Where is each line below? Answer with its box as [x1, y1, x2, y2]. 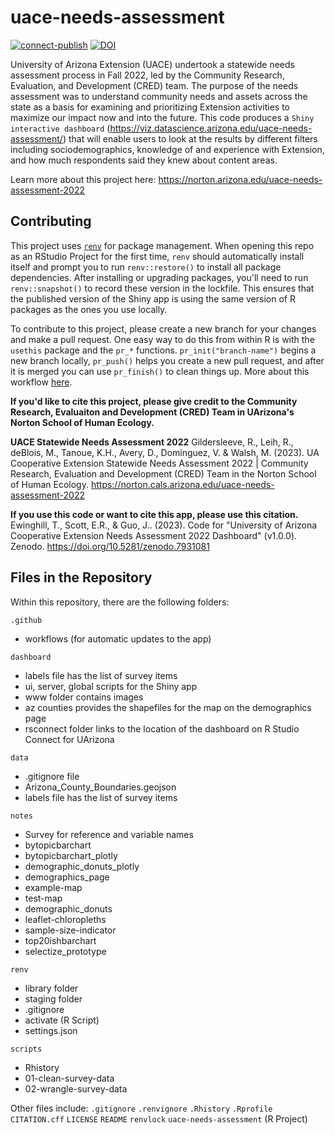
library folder [24, 982, 79, 994]
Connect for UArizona [24, 733, 115, 745]
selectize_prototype [24, 945, 107, 957]
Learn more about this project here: [10, 173, 157, 185]
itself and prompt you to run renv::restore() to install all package [10, 261, 282, 273]
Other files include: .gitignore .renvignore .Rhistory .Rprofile [10, 1102, 273, 1114]
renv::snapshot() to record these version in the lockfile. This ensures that [10, 282, 315, 294]
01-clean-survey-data [24, 1072, 115, 1084]
